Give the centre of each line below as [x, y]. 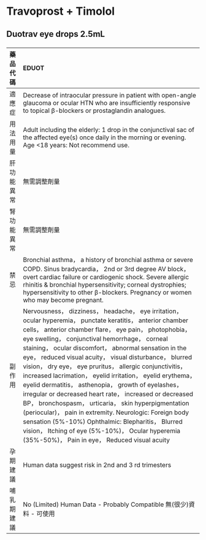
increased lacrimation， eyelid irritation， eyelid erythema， [109, 376]
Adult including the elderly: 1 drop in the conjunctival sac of [109, 129]
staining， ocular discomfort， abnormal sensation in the [105, 348]
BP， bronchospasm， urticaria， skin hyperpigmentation [106, 403]
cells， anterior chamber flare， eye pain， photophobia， [107, 330]
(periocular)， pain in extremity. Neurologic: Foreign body [106, 412]
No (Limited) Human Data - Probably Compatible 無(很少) [106, 504]
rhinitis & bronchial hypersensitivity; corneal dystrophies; [105, 285]
